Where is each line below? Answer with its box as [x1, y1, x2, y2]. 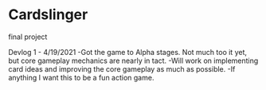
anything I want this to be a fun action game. [8, 72, 155, 82]
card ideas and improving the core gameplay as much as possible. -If [8, 64, 236, 73]
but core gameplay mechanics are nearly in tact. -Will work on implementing [8, 56, 259, 65]
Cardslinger [8, 6, 88, 24]
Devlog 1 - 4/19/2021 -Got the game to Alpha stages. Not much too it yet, [8, 47, 248, 57]
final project [8, 32, 48, 41]
